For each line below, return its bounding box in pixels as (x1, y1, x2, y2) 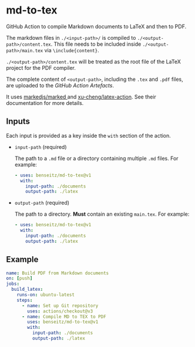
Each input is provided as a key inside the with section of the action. (6, 132, 172, 139)
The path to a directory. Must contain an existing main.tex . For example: (14, 210, 190, 217)
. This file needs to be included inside (51, 40, 142, 47)
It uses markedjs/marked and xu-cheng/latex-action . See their (6, 93, 157, 100)
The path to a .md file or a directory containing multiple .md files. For (14, 155, 179, 162)
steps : (16, 297, 33, 303)
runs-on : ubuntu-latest (16, 292, 75, 298)
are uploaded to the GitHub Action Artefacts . (6, 81, 115, 89)
